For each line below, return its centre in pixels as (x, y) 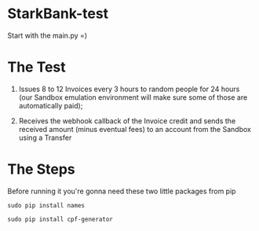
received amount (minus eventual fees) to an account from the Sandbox (135, 129)
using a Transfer (45, 137)
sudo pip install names (46, 205)
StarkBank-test (58, 14)
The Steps (41, 169)
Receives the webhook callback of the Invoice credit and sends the (127, 121)
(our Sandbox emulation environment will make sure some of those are (133, 97)
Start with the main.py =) (47, 35)
